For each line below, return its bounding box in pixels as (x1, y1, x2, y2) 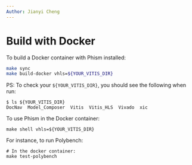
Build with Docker (6, 34, 95, 47)
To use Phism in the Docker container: (6, 115, 100, 122)
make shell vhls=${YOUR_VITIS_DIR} (6, 126, 95, 132)
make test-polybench (6, 154, 58, 160)
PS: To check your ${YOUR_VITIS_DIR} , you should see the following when (6, 81, 187, 89)
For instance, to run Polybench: (6, 137, 83, 144)
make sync (6, 65, 31, 71)
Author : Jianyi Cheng (6, 8, 60, 15)
